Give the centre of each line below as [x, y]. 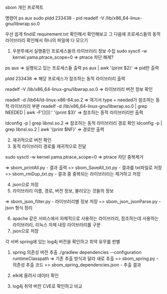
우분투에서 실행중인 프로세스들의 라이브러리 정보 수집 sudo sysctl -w [80, 51]
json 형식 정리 [19, 208]
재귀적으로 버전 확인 [32, 140]
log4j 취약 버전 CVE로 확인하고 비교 [47, 286]
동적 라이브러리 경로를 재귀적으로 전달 [49, 146]
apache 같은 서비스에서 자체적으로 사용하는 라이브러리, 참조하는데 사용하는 [85, 218]
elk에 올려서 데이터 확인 [35, 275]
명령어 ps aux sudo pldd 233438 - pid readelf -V [55, 18]
